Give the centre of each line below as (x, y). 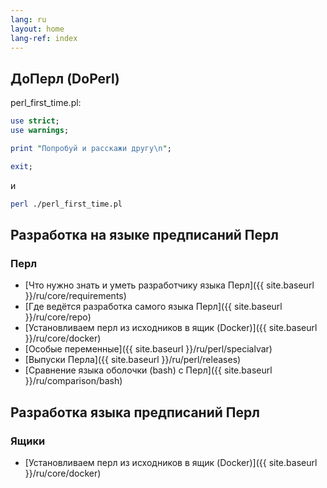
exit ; (21, 166)
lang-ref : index (44, 38)
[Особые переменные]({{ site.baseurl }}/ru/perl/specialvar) (148, 349)
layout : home (37, 29)
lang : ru (28, 19)
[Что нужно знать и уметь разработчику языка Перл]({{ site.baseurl (169, 285)
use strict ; (35, 121)
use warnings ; (40, 131)
